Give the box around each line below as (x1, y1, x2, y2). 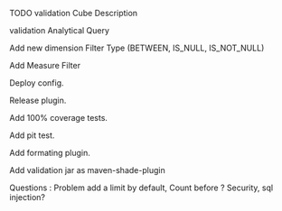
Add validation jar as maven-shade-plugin (9, 165, 165, 175)
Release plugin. (9, 95, 67, 105)
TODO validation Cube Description (9, 8, 138, 18)
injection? (9, 192, 46, 202)
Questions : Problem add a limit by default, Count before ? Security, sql (9, 182, 274, 193)
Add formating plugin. (9, 148, 90, 158)
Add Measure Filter (9, 60, 81, 70)
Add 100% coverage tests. (9, 113, 108, 123)
